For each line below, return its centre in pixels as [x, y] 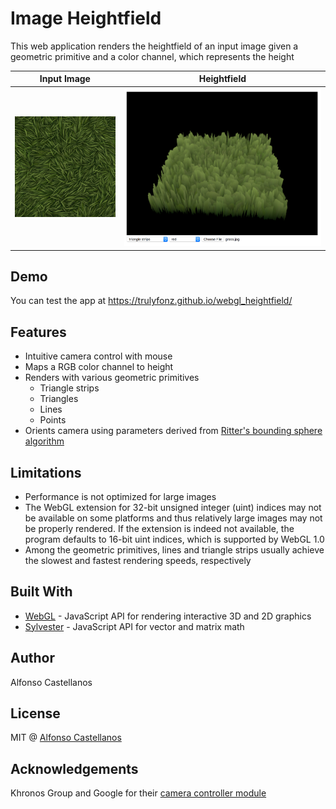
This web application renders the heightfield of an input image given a [154, 46]
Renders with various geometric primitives [112, 378]
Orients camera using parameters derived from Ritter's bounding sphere [173, 431]
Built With [41, 592]
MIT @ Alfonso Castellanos [66, 738]
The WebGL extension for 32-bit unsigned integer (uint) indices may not [173, 507]
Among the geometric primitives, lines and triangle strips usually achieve [174, 549]
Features [38, 332]
